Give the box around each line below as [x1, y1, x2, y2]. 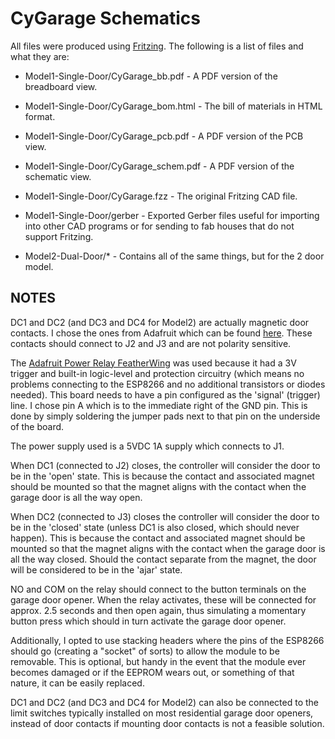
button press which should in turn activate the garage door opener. [10, 615, 287, 627]
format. [24, 110, 56, 122]
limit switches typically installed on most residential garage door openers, [10, 707, 314, 719]
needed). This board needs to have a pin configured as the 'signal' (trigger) [10, 388, 321, 401]
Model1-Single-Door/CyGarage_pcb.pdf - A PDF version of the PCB [24, 130, 304, 142]
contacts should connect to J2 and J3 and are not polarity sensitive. [10, 337, 292, 349]
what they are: [10, 50, 70, 62]
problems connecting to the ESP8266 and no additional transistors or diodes [10, 378, 326, 390]
